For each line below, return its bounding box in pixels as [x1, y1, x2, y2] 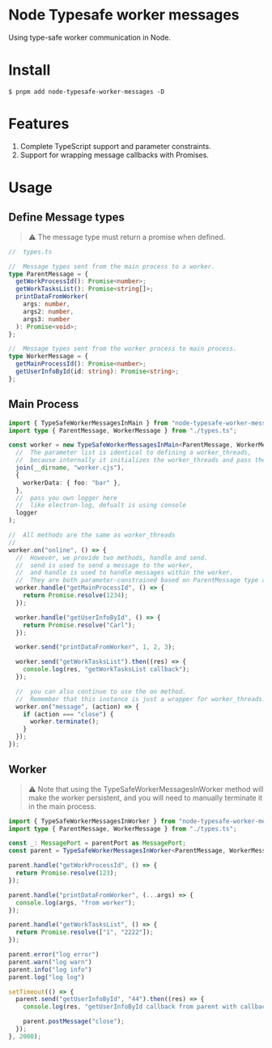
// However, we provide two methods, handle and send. [15, 554, 208, 562]
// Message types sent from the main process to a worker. [8, 262, 216, 271]
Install [8, 61, 51, 79]
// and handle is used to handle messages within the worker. [15, 569, 233, 577]
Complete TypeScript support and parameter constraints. [19, 141, 212, 151]
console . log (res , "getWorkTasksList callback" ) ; [23, 665, 190, 674]
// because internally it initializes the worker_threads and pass [15, 456, 252, 464]
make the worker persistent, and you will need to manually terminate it [28, 793, 263, 802]
